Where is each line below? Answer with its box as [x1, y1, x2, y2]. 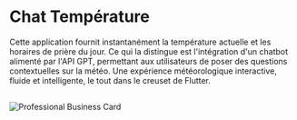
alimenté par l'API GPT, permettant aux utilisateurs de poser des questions [9, 55, 288, 66]
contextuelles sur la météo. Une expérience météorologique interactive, [9, 65, 277, 76]
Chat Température [9, 6, 150, 27]
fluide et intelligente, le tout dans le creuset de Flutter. [9, 75, 212, 85]
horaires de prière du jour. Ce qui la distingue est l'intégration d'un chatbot [9, 45, 289, 56]
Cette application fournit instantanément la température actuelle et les [9, 36, 272, 47]
